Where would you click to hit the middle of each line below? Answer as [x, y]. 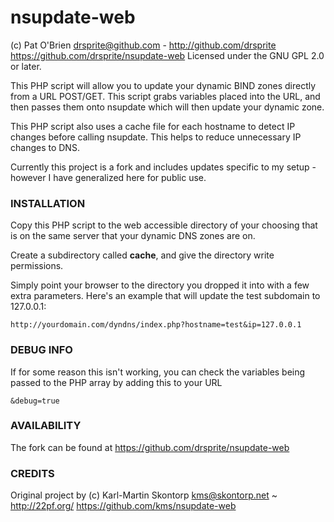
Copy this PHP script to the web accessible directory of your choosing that [164, 225]
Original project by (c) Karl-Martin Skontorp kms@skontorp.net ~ [144, 495]
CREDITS [32, 473]
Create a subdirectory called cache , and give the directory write [142, 255]
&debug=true [35, 401]
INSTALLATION [48, 203]
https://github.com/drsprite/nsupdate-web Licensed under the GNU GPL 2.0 [167, 55]
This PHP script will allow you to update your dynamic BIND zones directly [163, 85]
